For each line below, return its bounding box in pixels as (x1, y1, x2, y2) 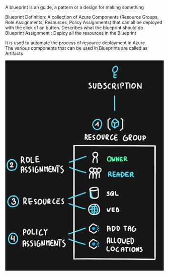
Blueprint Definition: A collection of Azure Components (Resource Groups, (5, 14, 159, 20)
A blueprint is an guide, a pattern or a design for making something (5, 5, 144, 10)
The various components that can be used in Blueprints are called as (5, 45, 148, 51)
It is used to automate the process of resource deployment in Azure (5, 40, 145, 46)
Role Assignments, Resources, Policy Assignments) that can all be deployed (5, 20, 162, 25)
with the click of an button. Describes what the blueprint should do (5, 25, 143, 31)
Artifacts (5, 50, 23, 56)
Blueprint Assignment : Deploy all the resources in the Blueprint (5, 30, 137, 36)
